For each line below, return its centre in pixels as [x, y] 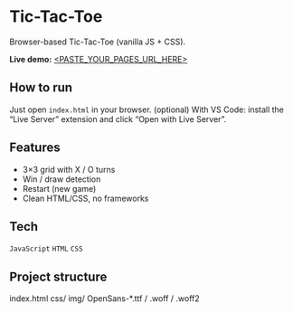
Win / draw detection [61, 179]
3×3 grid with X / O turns [69, 169]
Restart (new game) [59, 188]
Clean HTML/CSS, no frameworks [85, 198]
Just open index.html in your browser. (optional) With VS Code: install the [147, 109]
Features [35, 148]
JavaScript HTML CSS [46, 249]
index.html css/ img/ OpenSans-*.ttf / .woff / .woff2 [105, 299]
